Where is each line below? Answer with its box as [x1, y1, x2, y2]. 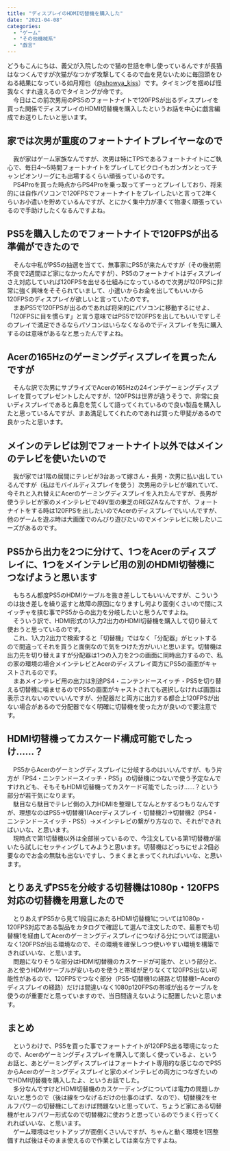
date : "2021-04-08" [7, 16, 63, 23]
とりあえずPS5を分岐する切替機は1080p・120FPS [7, 882, 220, 894]
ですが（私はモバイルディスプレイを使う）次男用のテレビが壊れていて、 [18, 481, 222, 489]
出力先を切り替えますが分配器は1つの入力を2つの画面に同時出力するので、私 [7, 651, 223, 660]
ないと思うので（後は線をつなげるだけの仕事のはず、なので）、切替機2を [7, 1093, 212, 1102]
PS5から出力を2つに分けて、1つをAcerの [7, 546, 181, 557]
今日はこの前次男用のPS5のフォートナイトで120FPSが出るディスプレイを [12, 96, 219, 104]
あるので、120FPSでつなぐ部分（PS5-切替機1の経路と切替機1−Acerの [25, 974, 220, 982]
